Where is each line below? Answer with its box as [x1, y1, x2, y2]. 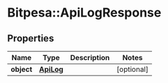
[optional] [116, 64, 148, 74]
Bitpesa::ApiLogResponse [7, 5, 162, 21]
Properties [7, 33, 54, 44]
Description [70, 53, 110, 62]
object [10, 64, 33, 74]
